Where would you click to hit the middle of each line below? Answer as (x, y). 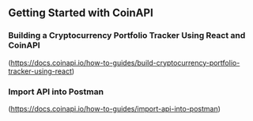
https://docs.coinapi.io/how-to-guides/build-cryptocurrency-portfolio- (125, 62)
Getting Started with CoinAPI (81, 13)
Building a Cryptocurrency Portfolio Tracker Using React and (127, 36)
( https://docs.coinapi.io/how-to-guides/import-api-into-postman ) (115, 108)
